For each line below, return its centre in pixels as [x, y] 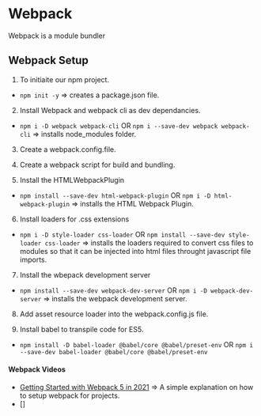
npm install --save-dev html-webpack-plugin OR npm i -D [115, 195]
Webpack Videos [37, 369]
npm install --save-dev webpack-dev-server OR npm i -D [113, 290]
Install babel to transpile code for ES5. [81, 329]
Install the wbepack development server [85, 274]
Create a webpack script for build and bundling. [97, 165]
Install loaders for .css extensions [74, 219]
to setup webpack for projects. [70, 395]
